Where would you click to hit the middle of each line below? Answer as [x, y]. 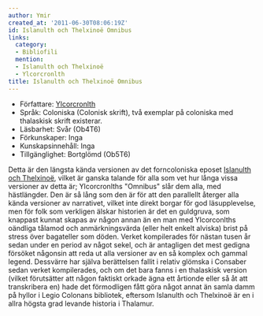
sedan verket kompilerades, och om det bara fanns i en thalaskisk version [128, 270]
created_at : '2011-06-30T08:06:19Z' [68, 23]
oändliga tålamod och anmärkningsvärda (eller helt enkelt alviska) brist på [128, 228]
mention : [30, 60]
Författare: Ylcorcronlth [57, 104]
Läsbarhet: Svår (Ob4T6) [60, 129]
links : [19, 37]
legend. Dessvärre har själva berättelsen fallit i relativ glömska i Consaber [127, 262]
